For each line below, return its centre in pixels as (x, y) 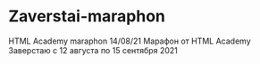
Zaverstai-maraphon (87, 16)
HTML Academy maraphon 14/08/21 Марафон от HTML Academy (130, 41)
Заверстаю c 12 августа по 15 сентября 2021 (93, 50)
